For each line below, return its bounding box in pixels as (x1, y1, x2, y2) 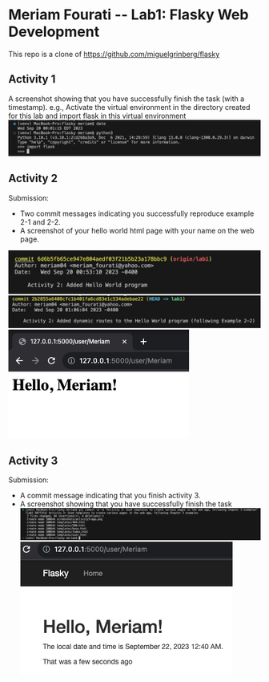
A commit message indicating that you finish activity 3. (19, 491, 201, 501)
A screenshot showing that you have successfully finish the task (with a (8, 94, 245, 104)
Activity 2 (8, 172, 58, 185)
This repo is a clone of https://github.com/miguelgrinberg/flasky (8, 49, 220, 59)
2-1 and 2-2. (19, 217, 62, 226)
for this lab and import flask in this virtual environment (8, 111, 187, 120)
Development (8, 22, 100, 41)
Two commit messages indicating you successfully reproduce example (19, 209, 255, 218)
